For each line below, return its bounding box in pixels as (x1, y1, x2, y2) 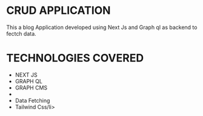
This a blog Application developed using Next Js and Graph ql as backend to (6, 24, 198, 31)
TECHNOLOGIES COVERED (6, 51, 144, 65)
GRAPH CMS (15, 84, 48, 91)
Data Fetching (15, 97, 50, 104)
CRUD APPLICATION (6, 4, 111, 18)
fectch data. (6, 30, 36, 37)
